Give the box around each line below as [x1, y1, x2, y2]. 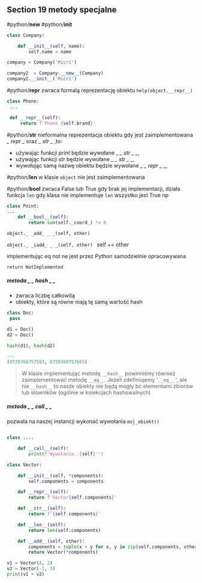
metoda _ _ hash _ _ [7, 277, 56, 284]
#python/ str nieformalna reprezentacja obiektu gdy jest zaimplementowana [7, 131, 194, 138]
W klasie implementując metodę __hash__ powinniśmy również [21, 370, 176, 377]
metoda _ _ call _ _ [7, 403, 53, 410]
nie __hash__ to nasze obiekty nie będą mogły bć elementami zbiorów [21, 383, 194, 390]
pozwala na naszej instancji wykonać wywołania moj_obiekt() [7, 418, 159, 425]
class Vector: [7, 461, 43, 468]
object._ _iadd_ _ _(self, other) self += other [7, 241, 129, 248]
